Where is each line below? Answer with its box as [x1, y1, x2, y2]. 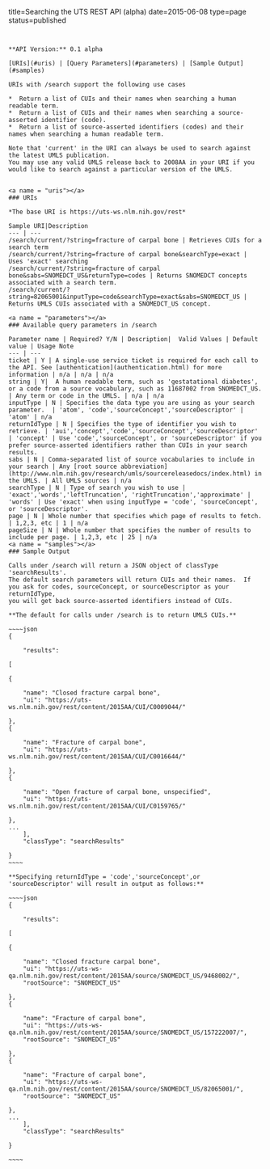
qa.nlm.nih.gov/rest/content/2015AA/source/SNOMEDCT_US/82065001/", [8, 1085, 244, 1093]
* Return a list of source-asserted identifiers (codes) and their [8, 123, 244, 131]
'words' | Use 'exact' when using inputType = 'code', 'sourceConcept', [8, 498, 259, 506]
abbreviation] [120, 462, 168, 471]
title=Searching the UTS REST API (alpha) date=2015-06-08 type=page [8, 7, 247, 16]
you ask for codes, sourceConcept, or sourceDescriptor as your [8, 583, 230, 591]
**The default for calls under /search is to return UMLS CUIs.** [8, 611, 237, 619]
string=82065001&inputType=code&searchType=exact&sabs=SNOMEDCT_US [8, 293, 241, 301]
